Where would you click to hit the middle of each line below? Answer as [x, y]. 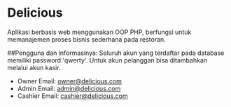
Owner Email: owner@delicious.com [70, 81]
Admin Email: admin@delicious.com [69, 88]
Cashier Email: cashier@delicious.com [72, 96]
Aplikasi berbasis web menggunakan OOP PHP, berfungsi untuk [99, 32]
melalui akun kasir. [34, 67]
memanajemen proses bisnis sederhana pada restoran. [86, 39]
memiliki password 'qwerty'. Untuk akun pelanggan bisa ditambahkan [107, 60]
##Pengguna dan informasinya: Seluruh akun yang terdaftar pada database [116, 53]
